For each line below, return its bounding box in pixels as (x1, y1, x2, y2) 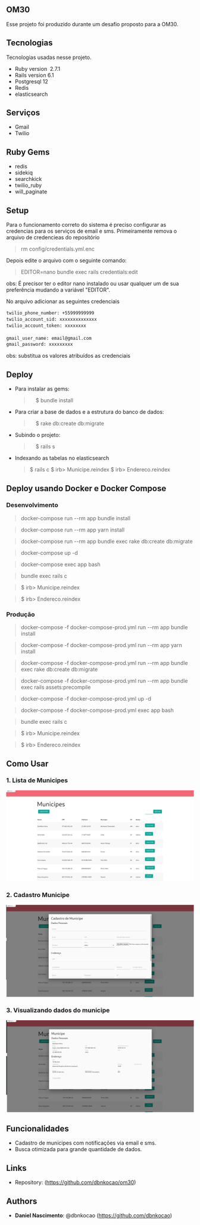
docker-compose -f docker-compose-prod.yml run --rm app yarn (20, 642, 183, 649)
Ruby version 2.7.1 (14, 65, 61, 72)
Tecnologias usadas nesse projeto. (6, 54, 92, 61)
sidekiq (14, 169, 33, 176)
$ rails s (35, 443, 55, 450)
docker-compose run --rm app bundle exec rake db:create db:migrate (20, 537, 193, 545)
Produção (6, 610, 35, 618)
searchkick (14, 176, 42, 183)
